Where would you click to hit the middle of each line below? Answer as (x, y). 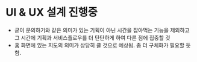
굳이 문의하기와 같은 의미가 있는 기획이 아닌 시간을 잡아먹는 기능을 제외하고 (102, 30)
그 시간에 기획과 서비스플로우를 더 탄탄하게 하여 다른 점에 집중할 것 (92, 37)
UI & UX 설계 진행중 (52, 12)
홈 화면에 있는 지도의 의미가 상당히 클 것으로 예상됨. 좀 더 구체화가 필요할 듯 (102, 45)
